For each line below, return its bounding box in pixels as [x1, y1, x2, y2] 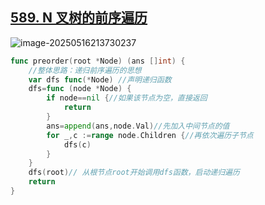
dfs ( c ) [63, 139, 92, 150]
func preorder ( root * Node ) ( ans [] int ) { [10, 56, 186, 66]
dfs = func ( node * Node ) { [28, 84, 132, 94]
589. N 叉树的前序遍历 [10, 9, 148, 27]
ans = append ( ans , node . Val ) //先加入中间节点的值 [46, 121, 230, 131]
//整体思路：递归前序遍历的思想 [28, 65, 142, 75]
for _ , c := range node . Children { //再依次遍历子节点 [46, 130, 254, 140]
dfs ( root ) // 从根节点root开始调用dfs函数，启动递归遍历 [28, 168, 240, 178]
